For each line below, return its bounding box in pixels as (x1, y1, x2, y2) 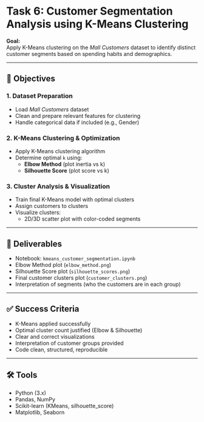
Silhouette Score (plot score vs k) (24, 167, 109, 174)
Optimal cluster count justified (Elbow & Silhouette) (15, 327, 143, 334)
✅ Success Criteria (6, 304, 80, 314)
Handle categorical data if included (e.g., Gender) (15, 119, 140, 126)
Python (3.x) (15, 389, 47, 396)
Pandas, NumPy (15, 395, 56, 403)
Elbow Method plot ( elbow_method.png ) (15, 261, 111, 269)
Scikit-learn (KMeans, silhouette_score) (15, 402, 114, 409)
